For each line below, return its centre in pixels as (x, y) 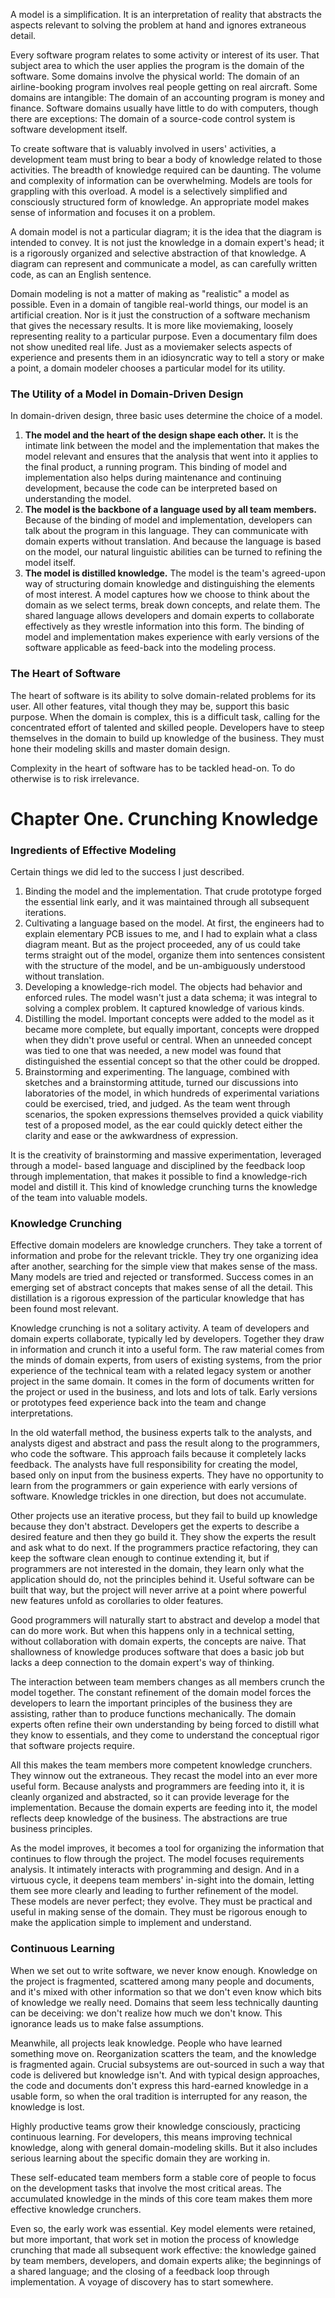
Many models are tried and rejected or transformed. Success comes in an (162, 1277)
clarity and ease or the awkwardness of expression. (131, 1136)
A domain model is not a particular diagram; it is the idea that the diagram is (166, 232)
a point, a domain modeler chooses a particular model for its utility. (148, 368)
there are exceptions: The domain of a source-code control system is (153, 118)
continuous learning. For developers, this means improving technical (151, 2136)
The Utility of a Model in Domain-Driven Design (127, 394)
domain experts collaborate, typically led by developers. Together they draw (167, 1339)
